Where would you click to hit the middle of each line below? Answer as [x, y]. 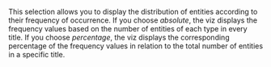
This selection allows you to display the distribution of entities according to [133, 12]
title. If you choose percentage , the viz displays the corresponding [119, 37]
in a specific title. [37, 54]
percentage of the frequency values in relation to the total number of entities [136, 46]
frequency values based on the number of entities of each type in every [128, 29]
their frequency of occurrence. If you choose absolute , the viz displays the [133, 20]
